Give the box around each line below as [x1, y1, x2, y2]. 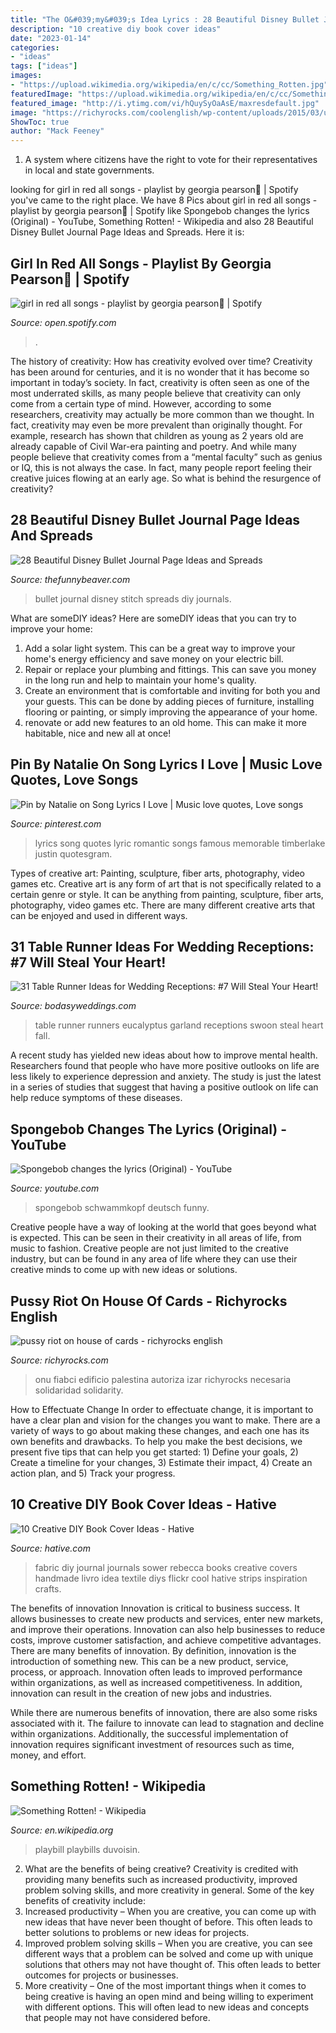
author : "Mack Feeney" [10, 126, 105, 136]
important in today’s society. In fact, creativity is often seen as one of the [10, 376, 310, 388]
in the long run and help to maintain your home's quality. [24, 674, 257, 686]
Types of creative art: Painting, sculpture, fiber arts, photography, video [10, 867, 306, 879]
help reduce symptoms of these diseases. [10, 1092, 183, 1104]
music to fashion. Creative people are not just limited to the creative [10, 1242, 289, 1255]
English [10, 1308, 58, 1325]
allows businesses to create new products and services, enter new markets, [10, 1612, 323, 1625]
